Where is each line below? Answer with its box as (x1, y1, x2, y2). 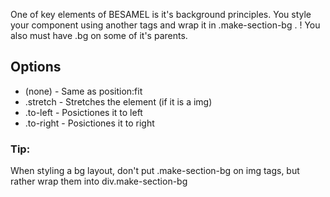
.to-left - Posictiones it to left (24, 106, 143, 118)
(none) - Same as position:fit (24, 85, 143, 97)
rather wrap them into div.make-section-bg (10, 175, 188, 188)
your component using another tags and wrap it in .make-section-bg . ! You (10, 19, 321, 31)
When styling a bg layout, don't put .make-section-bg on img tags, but (10, 165, 300, 177)
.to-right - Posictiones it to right (24, 117, 155, 129)
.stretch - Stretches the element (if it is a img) (24, 95, 213, 108)
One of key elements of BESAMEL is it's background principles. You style (10, 9, 312, 20)
